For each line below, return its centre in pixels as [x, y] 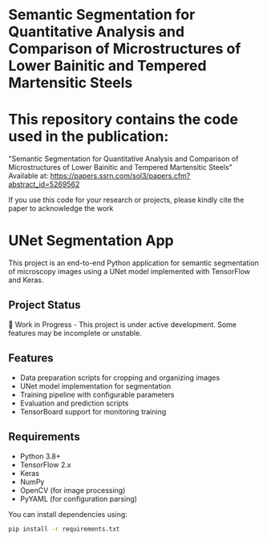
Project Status [45, 305]
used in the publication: [89, 137]
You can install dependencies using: [68, 514]
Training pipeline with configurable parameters [97, 394]
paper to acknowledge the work [61, 208]
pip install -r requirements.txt [64, 529]
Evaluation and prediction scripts [74, 403]
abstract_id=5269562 [44, 184]
